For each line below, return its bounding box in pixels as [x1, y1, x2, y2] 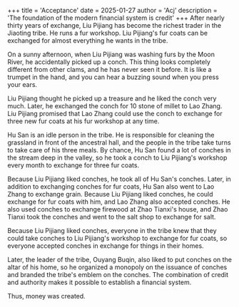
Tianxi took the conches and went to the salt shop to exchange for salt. [7, 213, 216, 221]
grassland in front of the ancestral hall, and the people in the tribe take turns [7, 138, 232, 147]
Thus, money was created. [7, 292, 86, 300]
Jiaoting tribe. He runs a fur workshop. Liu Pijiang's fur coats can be [7, 28, 208, 37]
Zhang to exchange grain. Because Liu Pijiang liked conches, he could [7, 190, 213, 198]
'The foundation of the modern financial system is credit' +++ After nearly [7, 14, 225, 22]
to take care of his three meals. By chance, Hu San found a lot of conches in [7, 146, 231, 154]
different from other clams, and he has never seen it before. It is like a [7, 66, 212, 73]
